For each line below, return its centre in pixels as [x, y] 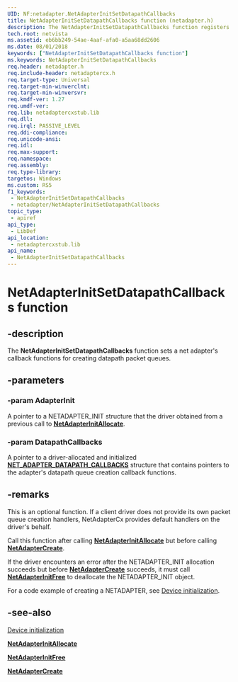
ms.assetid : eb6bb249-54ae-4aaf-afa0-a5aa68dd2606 [84, 40]
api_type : [22, 225]
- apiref [23, 218]
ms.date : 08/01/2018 [38, 47]
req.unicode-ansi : [34, 139]
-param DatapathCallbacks [55, 442]
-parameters [36, 381]
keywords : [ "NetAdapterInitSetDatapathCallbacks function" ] [98, 54]
